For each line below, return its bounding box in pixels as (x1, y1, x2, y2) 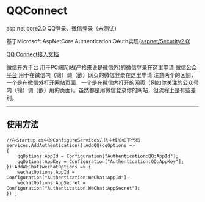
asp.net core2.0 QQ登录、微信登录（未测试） (6, 24, 120, 32)
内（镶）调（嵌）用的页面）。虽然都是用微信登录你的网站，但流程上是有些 (6, 86, 191, 93)
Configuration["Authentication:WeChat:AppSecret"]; (6, 185, 140, 191)
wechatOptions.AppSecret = (17, 179, 86, 186)
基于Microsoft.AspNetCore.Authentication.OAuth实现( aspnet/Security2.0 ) (6, 37, 191, 45)
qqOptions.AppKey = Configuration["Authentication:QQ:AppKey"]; (17, 158, 184, 165)
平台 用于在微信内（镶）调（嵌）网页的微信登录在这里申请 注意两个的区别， (6, 71, 196, 78)
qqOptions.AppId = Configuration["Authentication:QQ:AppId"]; (17, 153, 179, 159)
